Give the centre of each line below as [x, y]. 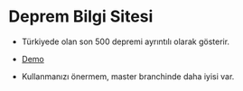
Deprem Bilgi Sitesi [81, 17]
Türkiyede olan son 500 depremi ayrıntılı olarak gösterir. [126, 41]
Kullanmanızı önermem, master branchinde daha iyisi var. [128, 76]
